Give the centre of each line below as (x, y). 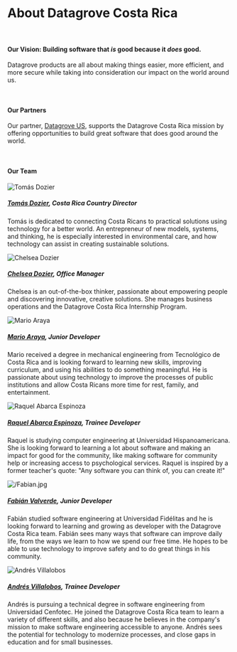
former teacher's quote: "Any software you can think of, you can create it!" (116, 471)
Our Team (22, 171)
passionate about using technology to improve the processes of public (110, 378)
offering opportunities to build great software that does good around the (113, 134)
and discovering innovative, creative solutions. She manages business (110, 299)
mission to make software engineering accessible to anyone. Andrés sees (115, 627)
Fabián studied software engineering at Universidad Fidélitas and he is (110, 519)
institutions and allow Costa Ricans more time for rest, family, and (103, 385)
